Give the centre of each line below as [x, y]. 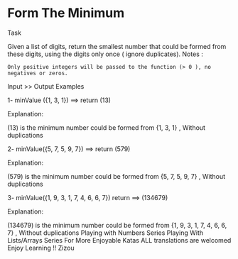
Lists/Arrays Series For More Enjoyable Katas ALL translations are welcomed [119, 240]
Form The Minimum [66, 13]
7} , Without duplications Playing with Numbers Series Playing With [106, 233]
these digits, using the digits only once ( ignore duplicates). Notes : [106, 54]
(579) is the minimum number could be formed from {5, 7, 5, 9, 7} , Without [117, 176]
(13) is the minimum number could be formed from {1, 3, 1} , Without [107, 127]
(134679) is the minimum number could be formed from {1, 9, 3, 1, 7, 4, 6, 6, [117, 225]
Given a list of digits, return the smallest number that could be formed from [117, 46]
